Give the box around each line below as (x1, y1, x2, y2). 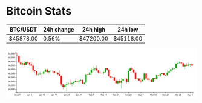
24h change (43, 26, 74, 33)
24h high (82, 26, 106, 33)
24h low (117, 26, 138, 33)
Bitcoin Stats (6, 4, 72, 18)
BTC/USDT (10, 26, 37, 33)
